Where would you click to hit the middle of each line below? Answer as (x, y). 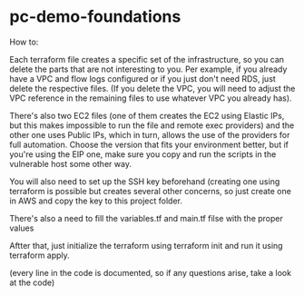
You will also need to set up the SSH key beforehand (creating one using (145, 181)
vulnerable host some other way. (70, 163)
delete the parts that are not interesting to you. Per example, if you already (148, 69)
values (22, 228)
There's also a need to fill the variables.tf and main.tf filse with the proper (147, 218)
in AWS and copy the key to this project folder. (96, 201)
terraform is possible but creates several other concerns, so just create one (151, 191)
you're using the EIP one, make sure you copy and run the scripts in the (143, 154)
